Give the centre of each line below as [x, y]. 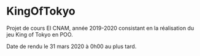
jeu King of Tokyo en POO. [40, 34]
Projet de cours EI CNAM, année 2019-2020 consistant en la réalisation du [100, 28]
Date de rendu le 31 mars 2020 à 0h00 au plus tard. [71, 46]
